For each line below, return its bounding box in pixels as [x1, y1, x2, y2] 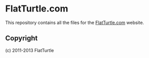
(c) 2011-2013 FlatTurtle [5, 47, 54, 53]
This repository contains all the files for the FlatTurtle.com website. [5, 19, 144, 25]
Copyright [5, 34, 38, 42]
